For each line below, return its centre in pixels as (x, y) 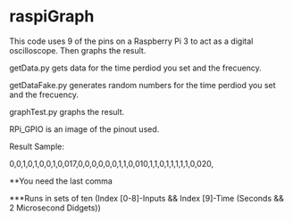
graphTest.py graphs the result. (67, 111)
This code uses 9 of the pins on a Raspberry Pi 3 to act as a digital (131, 41)
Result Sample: (37, 146)
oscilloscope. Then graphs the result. (78, 50)
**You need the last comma (61, 181)
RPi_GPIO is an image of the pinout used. (84, 129)
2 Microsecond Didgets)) (55, 208)
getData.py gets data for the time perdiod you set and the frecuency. (135, 68)
